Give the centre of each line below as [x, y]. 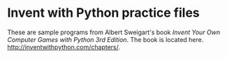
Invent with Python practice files [104, 13]
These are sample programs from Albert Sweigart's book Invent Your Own [114, 32]
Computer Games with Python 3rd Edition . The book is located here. [105, 39]
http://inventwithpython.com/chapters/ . [64, 47]
